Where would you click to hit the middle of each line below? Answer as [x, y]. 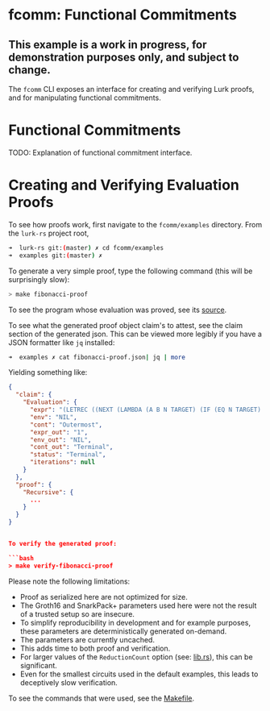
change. [29, 70]
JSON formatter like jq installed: [62, 342]
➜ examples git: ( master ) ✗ [56, 256]
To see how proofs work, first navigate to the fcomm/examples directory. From [135, 224]
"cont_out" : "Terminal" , [71, 447]
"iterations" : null [62, 462]
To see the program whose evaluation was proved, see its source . [118, 310]
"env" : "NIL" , [54, 417]
